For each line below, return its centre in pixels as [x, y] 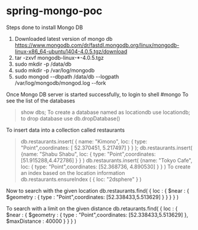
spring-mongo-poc [54, 11]
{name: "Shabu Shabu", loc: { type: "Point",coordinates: [88, 154]
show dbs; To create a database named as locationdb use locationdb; [105, 112]
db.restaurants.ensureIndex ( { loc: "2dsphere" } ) [81, 179]
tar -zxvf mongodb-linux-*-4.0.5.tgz [59, 57]
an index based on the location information [73, 172]
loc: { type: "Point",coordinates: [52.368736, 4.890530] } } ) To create [106, 167]
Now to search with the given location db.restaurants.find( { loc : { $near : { [98, 190]
